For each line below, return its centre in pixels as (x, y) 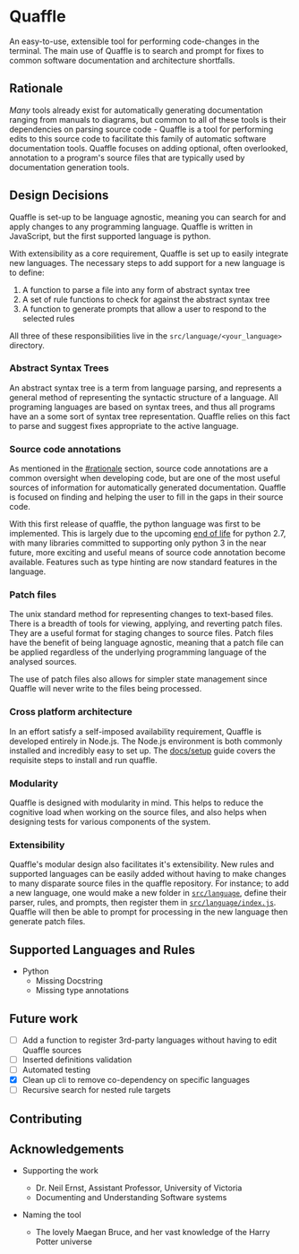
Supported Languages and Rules (102, 950)
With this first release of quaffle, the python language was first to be (135, 524)
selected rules (48, 318)
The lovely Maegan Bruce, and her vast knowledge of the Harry (153, 1233)
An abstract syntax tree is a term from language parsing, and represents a (145, 388)
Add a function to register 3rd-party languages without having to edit (149, 1040)
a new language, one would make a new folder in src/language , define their (148, 893)
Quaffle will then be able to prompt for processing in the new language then (149, 912)
